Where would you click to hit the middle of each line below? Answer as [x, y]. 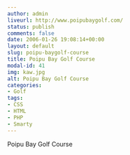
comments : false [31, 33]
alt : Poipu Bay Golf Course [48, 79]
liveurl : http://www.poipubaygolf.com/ [65, 20]
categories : [24, 85]
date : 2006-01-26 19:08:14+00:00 [56, 40]
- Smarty [20, 124]
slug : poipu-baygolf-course [48, 53]
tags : [15, 98]
